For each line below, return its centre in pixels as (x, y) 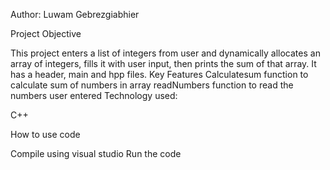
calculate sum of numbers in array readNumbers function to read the (152, 85)
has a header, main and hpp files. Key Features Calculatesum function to (159, 74)
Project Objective (46, 33)
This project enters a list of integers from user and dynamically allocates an (165, 53)
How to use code (45, 134)
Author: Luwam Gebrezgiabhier (75, 14)
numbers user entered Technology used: (94, 95)
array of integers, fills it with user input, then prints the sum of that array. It (163, 63)
